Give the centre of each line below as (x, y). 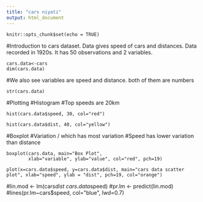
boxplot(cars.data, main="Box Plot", (54, 153)
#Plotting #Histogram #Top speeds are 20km (63, 103)
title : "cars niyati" (34, 12)
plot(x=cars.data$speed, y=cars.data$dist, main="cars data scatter (95, 169)
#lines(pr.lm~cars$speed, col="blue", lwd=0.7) (65, 192)
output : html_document (35, 18)
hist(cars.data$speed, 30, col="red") (56, 114)
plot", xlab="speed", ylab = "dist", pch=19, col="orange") (85, 175)
